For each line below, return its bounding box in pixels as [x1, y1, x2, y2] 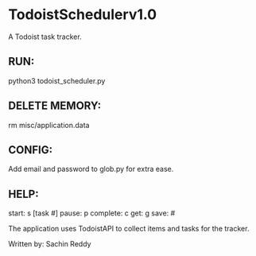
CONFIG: [8, 143, 53, 157]
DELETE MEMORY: [8, 99, 102, 113]
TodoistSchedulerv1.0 [8, 6, 157, 24]
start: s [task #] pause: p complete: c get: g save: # [8, 208, 176, 218]
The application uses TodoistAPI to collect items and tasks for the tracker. [8, 224, 250, 234]
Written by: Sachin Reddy [8, 239, 91, 249]
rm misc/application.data [8, 120, 90, 130]
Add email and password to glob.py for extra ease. [8, 165, 174, 174]
